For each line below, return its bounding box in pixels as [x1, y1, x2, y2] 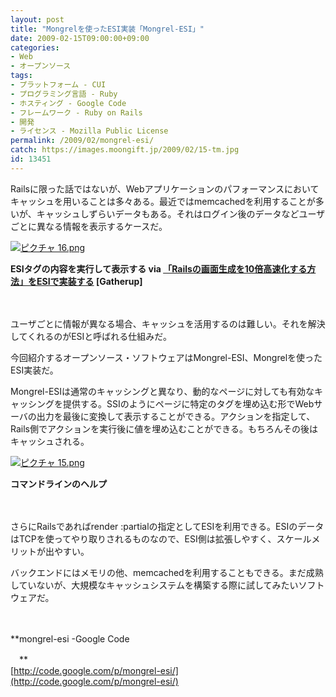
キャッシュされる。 [10, 435, 90, 447]
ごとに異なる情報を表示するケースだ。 [10, 220, 168, 232]
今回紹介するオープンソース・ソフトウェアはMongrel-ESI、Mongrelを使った [10, 351, 323, 363]
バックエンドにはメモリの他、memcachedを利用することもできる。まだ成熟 [10, 566, 324, 578]
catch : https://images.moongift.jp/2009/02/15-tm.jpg [10, 145, 240, 155]
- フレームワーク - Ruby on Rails [10, 107, 143, 118]
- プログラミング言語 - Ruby [10, 89, 118, 99]
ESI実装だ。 [10, 364, 59, 376]
